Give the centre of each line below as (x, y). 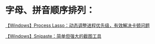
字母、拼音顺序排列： (50, 10)
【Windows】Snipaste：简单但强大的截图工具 (53, 36)
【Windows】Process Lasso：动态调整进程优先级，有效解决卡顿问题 (77, 25)
